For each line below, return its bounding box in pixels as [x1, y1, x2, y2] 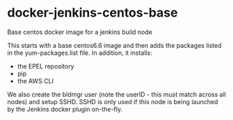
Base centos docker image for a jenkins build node [7, 28, 153, 36]
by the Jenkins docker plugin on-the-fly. [7, 105, 123, 113]
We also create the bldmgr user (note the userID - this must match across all [7, 90, 226, 98]
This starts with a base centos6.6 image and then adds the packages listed [7, 41, 222, 49]
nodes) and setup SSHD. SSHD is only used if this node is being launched [7, 97, 218, 105]
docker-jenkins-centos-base [7, 5, 178, 21]
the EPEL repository [17, 62, 74, 70]
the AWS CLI [17, 76, 54, 85]
